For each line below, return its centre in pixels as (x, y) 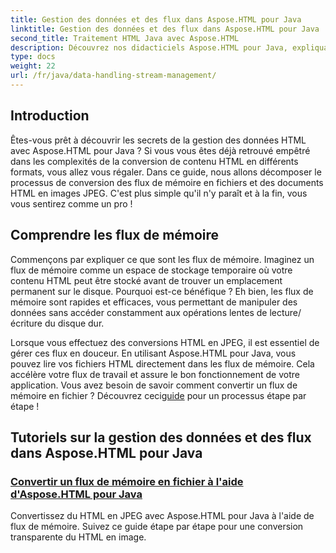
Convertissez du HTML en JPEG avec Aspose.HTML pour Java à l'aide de (162, 516)
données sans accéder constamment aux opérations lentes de (139, 312)
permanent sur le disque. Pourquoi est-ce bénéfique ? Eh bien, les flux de (162, 291)
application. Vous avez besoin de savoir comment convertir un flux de (154, 385)
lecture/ (285, 312)
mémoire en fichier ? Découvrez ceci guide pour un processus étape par (158, 395)
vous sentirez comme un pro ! (71, 203)
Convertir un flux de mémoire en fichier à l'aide (127, 481)
